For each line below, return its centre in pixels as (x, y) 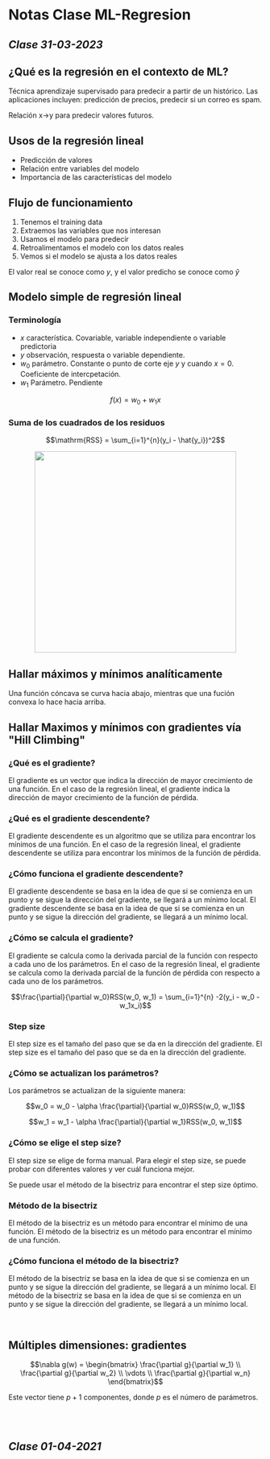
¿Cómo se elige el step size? (65, 1143)
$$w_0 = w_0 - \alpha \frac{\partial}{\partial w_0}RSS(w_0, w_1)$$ (135, 1106)
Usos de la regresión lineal (76, 141)
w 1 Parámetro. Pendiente (61, 383)
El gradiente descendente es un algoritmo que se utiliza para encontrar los (132, 836)
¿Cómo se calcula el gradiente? (71, 938)
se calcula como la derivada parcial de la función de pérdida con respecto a (134, 972)
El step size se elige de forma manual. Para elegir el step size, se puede (127, 1160)
